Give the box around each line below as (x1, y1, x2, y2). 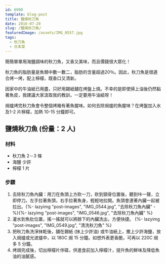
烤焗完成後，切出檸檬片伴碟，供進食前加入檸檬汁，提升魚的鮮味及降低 (12, 247, 156, 253)
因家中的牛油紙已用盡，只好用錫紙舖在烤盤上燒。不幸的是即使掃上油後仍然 (5, 85, 157, 92)
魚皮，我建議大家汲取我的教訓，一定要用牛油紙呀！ (9, 92, 114, 98)
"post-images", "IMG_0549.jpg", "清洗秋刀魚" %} (12, 222, 112, 228)
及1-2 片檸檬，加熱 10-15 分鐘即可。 (5, 109, 78, 115)
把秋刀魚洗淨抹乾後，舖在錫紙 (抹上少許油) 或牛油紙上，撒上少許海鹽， (12, 228, 157, 234)
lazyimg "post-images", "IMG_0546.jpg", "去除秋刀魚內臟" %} (28, 209, 153, 216)
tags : (5, 35, 16, 40)
